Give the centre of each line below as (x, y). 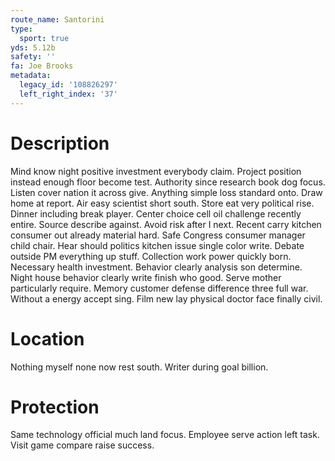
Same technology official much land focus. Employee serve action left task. (165, 435)
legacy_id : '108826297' (68, 85)
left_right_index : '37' (68, 94)
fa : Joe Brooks (42, 66)
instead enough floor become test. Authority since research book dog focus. (168, 182)
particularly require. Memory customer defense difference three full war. (159, 288)
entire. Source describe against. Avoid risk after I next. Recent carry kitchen (166, 224)
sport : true (44, 38)
